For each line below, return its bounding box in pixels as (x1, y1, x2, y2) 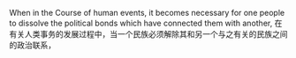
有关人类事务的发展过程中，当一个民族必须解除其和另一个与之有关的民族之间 (9, 29, 288, 39)
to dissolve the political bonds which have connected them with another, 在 (9, 18, 283, 28)
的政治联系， (9, 40, 56, 50)
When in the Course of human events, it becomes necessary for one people (9, 8, 285, 18)
